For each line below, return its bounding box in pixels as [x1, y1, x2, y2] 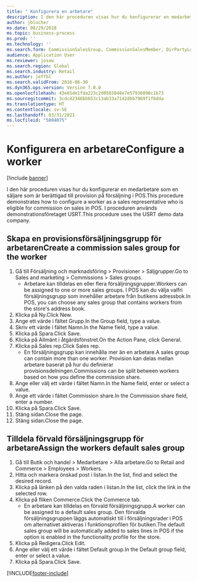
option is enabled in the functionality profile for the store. [23, 533, 161, 540]
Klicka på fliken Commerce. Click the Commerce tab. [15, 496, 141, 503]
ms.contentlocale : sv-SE [6, 107, 67, 112]
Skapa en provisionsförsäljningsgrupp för [6, 234, 162, 244]
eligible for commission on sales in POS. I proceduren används [6, 204, 157, 211]
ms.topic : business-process [6, 30, 75, 36]
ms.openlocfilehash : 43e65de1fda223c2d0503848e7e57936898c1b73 [6, 90, 164, 96]
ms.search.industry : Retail [6, 69, 75, 74]
